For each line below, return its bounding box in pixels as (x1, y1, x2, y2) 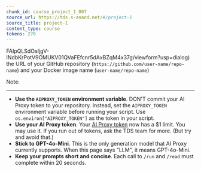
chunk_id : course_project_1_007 (6, 8, 87, 15)
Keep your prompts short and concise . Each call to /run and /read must (14, 153, 194, 160)
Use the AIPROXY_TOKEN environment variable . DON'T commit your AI (14, 95, 185, 102)
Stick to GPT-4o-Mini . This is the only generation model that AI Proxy (14, 140, 187, 147)
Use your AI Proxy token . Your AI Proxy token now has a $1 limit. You (14, 121, 185, 128)
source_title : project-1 (6, 20, 68, 26)
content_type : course (6, 25, 60, 32)
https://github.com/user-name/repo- (93, 61, 185, 68)
